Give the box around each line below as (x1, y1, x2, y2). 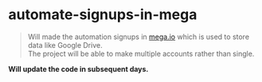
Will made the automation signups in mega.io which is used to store (27, 32, 249, 41)
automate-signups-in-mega (8, 6, 197, 24)
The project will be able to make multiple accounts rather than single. (27, 49, 255, 58)
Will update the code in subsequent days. (8, 64, 149, 73)
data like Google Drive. (27, 40, 103, 49)
